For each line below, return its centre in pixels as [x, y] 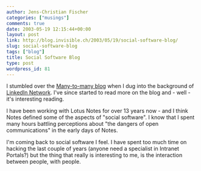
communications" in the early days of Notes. [62, 130]
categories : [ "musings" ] [38, 18]
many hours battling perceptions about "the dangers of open [83, 124]
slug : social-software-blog [42, 46]
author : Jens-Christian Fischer [47, 12]
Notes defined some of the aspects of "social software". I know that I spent [100, 117]
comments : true [26, 23]
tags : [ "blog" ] [26, 52]
